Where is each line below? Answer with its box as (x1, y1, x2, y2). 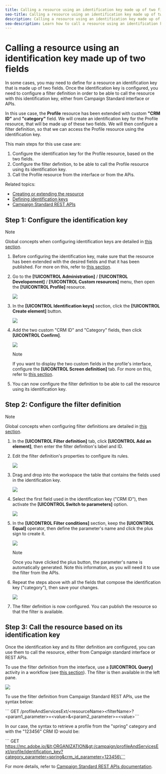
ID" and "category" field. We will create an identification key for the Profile (5, 116, 158, 122)
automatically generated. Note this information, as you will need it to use (12, 564, 160, 570)
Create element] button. (12, 308, 62, 314)
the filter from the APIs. (12, 569, 60, 575)
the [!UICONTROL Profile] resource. (12, 284, 86, 290)
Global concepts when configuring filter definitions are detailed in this (5, 423, 147, 429)
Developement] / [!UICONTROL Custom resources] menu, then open (12, 279, 155, 285)
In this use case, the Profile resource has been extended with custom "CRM (5, 110, 161, 116)
